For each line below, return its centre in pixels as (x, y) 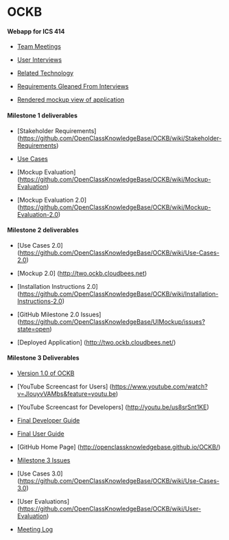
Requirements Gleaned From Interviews (73, 86)
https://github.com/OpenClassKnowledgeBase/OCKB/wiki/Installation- (119, 294)
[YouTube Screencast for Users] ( (64, 386)
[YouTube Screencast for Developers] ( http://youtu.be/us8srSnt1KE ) (113, 407)
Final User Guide (40, 434)
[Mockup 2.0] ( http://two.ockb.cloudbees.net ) (82, 273)
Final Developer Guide (48, 420)
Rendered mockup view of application (71, 99)
